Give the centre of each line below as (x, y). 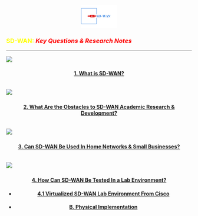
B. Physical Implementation (103, 207)
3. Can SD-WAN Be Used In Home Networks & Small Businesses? (99, 147)
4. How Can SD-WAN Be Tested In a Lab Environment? (99, 180)
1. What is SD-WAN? (99, 74)
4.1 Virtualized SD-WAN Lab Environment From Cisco (103, 194)
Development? (99, 113)
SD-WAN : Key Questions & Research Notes (69, 41)
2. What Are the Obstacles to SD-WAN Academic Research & (99, 107)
